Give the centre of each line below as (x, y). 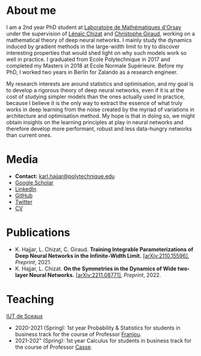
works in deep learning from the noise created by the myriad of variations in (100, 109)
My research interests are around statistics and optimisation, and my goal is (100, 84)
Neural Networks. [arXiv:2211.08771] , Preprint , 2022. (95, 275)
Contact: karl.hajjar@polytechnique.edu (65, 176)
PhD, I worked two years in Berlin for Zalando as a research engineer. (92, 72)
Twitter (24, 202)
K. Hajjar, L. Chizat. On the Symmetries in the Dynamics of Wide (96, 269)
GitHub (24, 195)
